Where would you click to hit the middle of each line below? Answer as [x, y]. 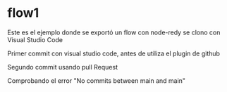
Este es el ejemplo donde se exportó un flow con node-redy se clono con [114, 32]
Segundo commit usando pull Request [63, 67]
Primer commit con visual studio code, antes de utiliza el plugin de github [114, 53]
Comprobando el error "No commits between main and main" [96, 80]
